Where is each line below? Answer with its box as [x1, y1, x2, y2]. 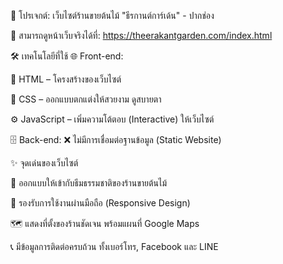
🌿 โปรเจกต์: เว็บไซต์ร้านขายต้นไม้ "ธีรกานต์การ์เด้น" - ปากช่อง [10, 10, 215, 21]
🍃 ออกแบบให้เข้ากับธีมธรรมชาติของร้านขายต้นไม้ [10, 177, 168, 189]
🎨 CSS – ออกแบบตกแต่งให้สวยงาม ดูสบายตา [10, 93, 162, 105]
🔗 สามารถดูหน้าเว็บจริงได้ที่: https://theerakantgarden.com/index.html [10, 30, 273, 41]
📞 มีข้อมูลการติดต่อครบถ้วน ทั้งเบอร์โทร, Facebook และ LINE [10, 241, 219, 252]
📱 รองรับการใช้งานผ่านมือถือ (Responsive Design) [10, 197, 191, 209]
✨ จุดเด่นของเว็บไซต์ [10, 157, 79, 169]
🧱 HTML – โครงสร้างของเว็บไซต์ [10, 73, 122, 85]
